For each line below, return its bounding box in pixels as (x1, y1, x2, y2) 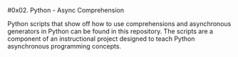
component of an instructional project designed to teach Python (7, 34, 195, 43)
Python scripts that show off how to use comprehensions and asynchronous (7, 20, 232, 27)
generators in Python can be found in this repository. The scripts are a (7, 27, 214, 35)
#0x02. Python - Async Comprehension (7, 6, 125, 14)
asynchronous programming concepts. (7, 42, 122, 50)
